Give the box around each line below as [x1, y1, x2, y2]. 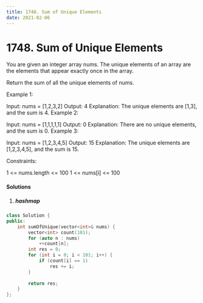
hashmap [15, 197, 41, 204]
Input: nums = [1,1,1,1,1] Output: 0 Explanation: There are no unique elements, [6, 121, 197, 128]
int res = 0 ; [28, 246, 61, 252]
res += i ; [49, 263, 75, 270]
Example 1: [6, 91, 33, 98]
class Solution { [6, 212, 50, 218]
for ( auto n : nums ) [28, 235, 80, 241]
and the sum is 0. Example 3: [6, 127, 79, 134]
